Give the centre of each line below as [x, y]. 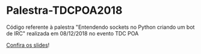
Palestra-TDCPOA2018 [64, 10]
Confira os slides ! [28, 45]
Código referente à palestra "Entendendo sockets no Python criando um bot [100, 27]
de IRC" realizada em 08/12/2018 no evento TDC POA [73, 33]
